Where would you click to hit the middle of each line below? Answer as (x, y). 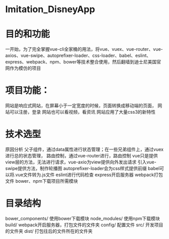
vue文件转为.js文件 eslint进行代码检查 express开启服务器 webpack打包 (89, 175)
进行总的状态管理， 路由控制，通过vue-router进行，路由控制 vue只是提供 (82, 156)
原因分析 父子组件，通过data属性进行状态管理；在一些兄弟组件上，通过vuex (84, 149)
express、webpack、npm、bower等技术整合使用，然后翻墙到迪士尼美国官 (83, 62)
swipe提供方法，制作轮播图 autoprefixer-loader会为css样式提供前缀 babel (82, 168)
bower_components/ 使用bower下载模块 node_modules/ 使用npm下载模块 (82, 218)
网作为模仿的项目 (23, 68)
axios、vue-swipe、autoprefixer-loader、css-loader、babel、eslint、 (78, 56)
